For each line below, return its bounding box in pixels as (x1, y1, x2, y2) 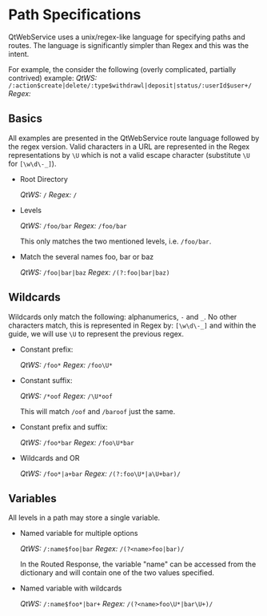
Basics (8, 112, 42, 126)
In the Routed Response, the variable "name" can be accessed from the (19, 559, 257, 570)
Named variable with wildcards (19, 583, 122, 594)
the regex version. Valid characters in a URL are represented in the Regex (8, 142, 250, 151)
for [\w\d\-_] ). (8, 159, 57, 168)
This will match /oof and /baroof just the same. (19, 406, 176, 416)
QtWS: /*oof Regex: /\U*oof (19, 391, 114, 401)
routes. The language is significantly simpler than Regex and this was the (8, 40, 249, 50)
